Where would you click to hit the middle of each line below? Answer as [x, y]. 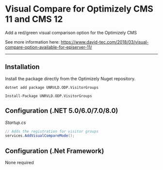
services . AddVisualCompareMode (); [40, 136]
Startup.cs [16, 123]
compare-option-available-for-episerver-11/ [49, 47]
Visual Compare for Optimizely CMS [79, 9]
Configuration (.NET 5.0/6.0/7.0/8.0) [62, 111]
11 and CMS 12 [34, 19]
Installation [22, 67]
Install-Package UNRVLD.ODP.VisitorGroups [49, 96]
